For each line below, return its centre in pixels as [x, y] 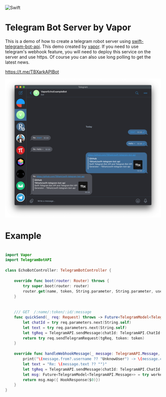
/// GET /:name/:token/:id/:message [53, 312]
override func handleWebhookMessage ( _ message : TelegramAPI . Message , [87, 354]
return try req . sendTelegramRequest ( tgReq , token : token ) [84, 338]
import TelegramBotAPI [28, 260]
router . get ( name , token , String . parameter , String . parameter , [88, 291]
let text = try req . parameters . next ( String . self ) [75, 328]
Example [23, 236]
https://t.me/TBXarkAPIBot [32, 72]
